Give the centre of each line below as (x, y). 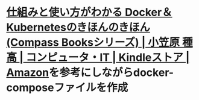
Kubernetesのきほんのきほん (78, 27)
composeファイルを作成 (67, 88)
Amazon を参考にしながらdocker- (90, 73)
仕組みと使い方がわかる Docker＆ (90, 12)
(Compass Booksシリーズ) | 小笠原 (93, 42)
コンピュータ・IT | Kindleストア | (108, 58)
